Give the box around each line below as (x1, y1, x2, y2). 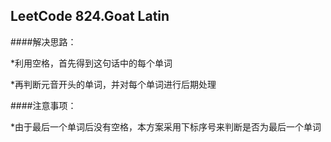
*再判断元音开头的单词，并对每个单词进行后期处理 (10, 78, 217, 90)
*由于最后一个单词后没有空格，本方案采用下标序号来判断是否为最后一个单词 (10, 120, 322, 133)
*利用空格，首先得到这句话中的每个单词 (10, 57, 173, 69)
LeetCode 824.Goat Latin (10, 8, 170, 25)
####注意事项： (10, 99, 77, 111)
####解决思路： (10, 35, 77, 48)
